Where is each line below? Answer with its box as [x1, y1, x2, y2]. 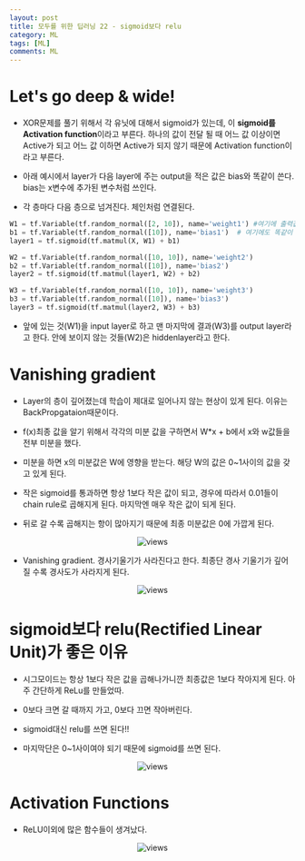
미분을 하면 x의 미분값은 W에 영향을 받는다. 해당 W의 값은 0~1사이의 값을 [22, 456, 281, 468]
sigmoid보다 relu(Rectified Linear [9, 619, 262, 640]
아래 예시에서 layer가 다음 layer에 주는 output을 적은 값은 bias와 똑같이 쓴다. [22, 171, 295, 182]
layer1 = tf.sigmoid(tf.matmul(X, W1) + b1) [9, 236, 181, 245]
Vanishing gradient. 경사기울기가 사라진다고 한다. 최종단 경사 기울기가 [22, 555, 272, 566]
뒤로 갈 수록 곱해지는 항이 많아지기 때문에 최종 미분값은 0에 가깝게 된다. [22, 518, 275, 529]
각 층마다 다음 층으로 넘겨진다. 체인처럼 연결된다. [22, 202, 195, 213]
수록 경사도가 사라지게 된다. [32, 566, 130, 577]
